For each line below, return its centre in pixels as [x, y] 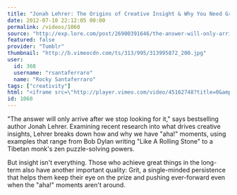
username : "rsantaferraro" [53, 73]
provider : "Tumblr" [36, 46]
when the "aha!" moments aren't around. [66, 185]
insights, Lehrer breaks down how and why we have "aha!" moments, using [117, 134]
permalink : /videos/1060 [44, 27]
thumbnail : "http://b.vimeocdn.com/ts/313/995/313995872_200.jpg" [107, 54]
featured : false [31, 40]
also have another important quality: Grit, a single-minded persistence [124, 170]
